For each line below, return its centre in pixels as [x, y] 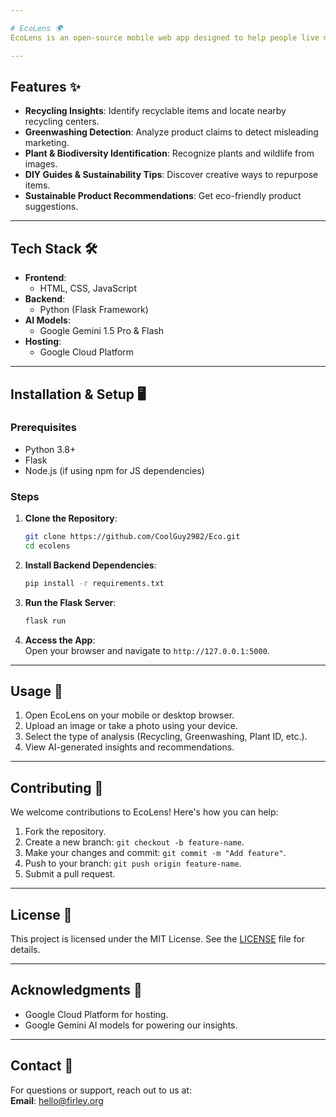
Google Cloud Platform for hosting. [96, 1014]
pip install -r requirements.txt [94, 583]
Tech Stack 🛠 [54, 248]
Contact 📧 [42, 1066]
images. [41, 164]
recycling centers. [62, 122]
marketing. [47, 143]
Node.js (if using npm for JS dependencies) [114, 470]
